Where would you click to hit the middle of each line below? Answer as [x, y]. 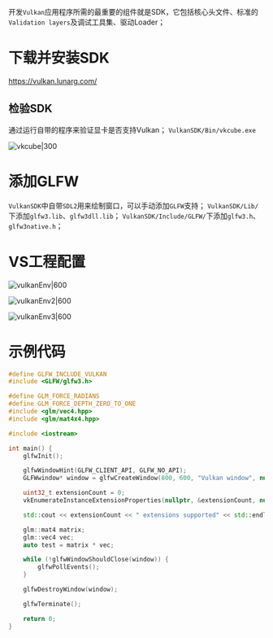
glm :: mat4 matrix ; [54, 530]
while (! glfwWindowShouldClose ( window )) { [96, 560]
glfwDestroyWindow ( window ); [70, 590]
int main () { [30, 448]
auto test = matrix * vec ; [69, 545]
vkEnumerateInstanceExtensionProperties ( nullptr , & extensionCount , [139, 500]
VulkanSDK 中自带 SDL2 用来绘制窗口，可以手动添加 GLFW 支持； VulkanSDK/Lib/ [133, 205]
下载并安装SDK [59, 58]
